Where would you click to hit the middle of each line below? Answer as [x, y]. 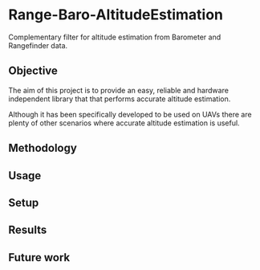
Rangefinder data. [38, 45]
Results [28, 230]
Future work [39, 258]
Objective [33, 71]
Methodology [43, 148]
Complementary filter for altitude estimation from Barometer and [115, 37]
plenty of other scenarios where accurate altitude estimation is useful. [124, 123]
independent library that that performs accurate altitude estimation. [120, 99]
